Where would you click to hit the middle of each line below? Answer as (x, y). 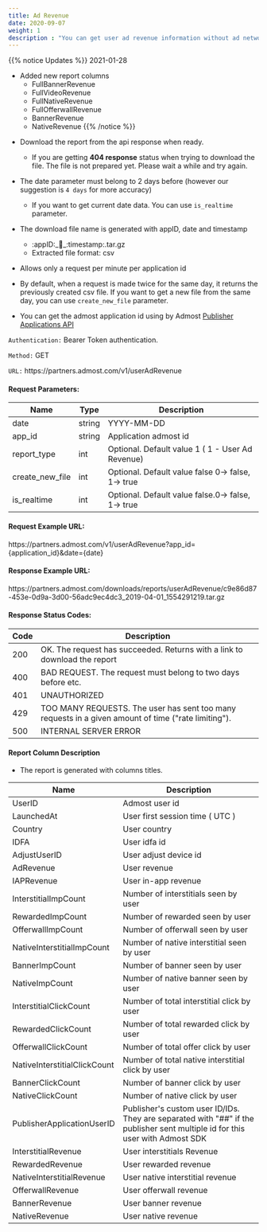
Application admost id (148, 436)
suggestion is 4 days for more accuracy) (86, 190)
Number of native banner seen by (185, 978)
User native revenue (161, 1216)
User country (147, 829)
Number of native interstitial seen (185, 942)
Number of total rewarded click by (186, 1024)
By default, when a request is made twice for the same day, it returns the (139, 284)
